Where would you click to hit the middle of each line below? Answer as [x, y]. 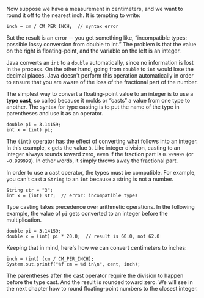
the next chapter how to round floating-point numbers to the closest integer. [102, 289]
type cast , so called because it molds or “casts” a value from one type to [98, 100]
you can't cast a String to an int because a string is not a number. [90, 179]
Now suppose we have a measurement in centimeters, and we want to [95, 9]
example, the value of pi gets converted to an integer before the [87, 213]
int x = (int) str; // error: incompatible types [72, 195]
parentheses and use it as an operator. [55, 113]
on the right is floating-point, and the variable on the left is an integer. [94, 51]
